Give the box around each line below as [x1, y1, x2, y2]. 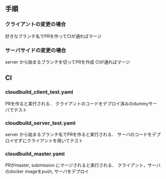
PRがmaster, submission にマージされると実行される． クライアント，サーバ [5, 162, 161, 168]
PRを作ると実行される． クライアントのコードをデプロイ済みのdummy [5, 100, 149, 106]
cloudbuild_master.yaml [5, 150, 65, 157]
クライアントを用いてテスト [26, 137, 83, 143]
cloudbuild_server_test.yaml [5, 119, 76, 126]
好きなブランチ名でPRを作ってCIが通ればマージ [5, 33, 102, 39]
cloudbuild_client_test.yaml [5, 89, 73, 95]
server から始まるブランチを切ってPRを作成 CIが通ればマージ [5, 59, 130, 65]
